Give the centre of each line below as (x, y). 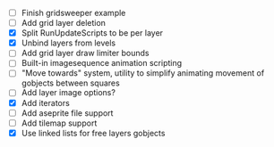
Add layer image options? (68, 93)
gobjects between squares (70, 83)
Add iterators (46, 102)
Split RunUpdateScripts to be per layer (92, 33)
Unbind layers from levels (68, 43)
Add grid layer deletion (64, 23)
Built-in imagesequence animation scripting (102, 63)
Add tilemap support (59, 123)
